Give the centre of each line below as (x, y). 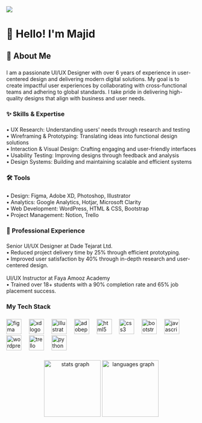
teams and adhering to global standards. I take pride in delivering (87, 92)
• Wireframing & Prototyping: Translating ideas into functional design (92, 136)
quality (15, 98)
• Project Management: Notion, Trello (53, 215)
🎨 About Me (29, 56)
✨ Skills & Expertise (36, 114)
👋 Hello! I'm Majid (51, 34)
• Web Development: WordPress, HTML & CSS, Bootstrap (78, 208)
